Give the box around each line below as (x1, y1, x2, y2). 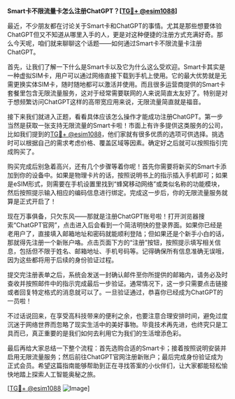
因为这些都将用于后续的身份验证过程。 (7, 256, 117, 264)
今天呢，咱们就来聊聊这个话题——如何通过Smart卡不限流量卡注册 (13, 39, 203, 48)
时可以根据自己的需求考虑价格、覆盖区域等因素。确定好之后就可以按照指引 (7, 139, 222, 147)
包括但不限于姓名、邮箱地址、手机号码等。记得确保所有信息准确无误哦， (19, 247, 228, 255)
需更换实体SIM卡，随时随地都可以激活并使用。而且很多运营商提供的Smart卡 (7, 80, 226, 88)
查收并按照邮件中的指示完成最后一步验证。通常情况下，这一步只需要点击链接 (7, 280, 228, 287)
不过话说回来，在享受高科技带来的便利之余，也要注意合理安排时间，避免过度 (7, 312, 228, 320)
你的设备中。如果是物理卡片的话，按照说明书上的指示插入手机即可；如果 (19, 171, 228, 179)
